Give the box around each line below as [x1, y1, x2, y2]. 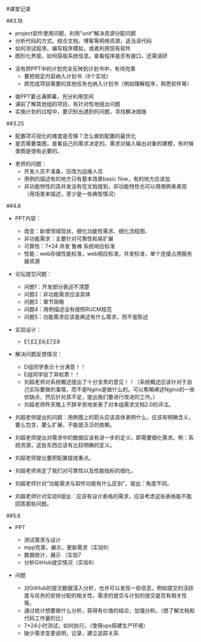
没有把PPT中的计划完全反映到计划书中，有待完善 [14, 65, 136, 72]
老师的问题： [14, 160, 47, 167]
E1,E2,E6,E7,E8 [23, 338, 61, 345]
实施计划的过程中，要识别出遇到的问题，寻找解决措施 [14, 108, 147, 115]
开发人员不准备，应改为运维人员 [23, 168, 103, 174]
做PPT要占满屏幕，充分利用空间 [14, 93, 94, 100]
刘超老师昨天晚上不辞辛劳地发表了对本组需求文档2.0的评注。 [23, 401, 174, 408]
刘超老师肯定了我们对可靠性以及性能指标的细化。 [14, 467, 136, 474]
